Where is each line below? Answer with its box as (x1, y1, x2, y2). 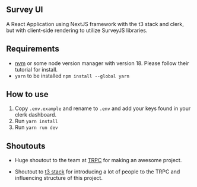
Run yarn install (14, 118, 58, 125)
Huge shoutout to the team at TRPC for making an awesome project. (14, 157, 182, 164)
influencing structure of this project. (14, 175, 103, 182)
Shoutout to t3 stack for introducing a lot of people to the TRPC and (14, 168, 180, 175)
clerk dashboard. (14, 111, 57, 118)
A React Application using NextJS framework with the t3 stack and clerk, (6, 20, 184, 27)
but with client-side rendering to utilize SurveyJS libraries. (6, 27, 148, 34)
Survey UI (6, 5, 43, 15)
